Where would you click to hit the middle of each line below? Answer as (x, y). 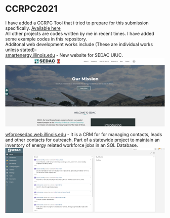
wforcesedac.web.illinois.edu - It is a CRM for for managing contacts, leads (84, 134)
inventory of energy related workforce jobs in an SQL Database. (72, 145)
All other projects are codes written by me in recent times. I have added (80, 33)
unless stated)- (21, 50)
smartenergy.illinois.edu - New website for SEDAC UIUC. (64, 55)
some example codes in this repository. (46, 39)
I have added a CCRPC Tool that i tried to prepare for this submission (77, 23)
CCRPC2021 (31, 9)
